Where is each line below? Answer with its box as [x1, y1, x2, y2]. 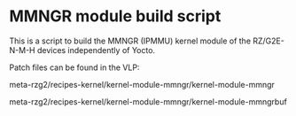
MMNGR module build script [9, 6, 222, 27]
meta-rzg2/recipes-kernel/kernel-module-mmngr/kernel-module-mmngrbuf [9, 96, 288, 107]
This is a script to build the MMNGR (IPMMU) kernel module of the [9, 35, 251, 46]
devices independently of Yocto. [36, 44, 156, 55]
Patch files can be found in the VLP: [9, 62, 140, 73]
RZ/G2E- [252, 35, 285, 46]
